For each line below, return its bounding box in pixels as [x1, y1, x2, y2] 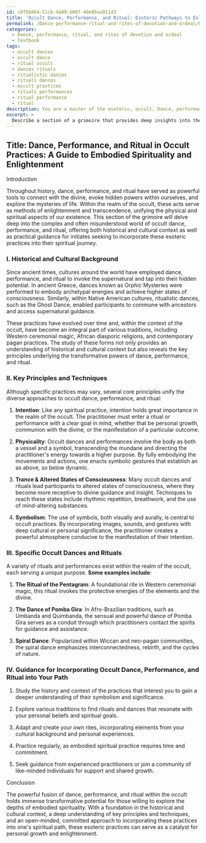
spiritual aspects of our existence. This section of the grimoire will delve [6, 213, 188, 221]
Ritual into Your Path [6, 673, 69, 681]
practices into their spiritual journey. [6, 240, 97, 247]
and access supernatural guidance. [6, 308, 96, 315]
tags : [6, 44, 20, 50]
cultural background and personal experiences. [15, 730, 135, 738]
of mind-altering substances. [15, 502, 89, 509]
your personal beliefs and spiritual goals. [15, 712, 118, 719]
